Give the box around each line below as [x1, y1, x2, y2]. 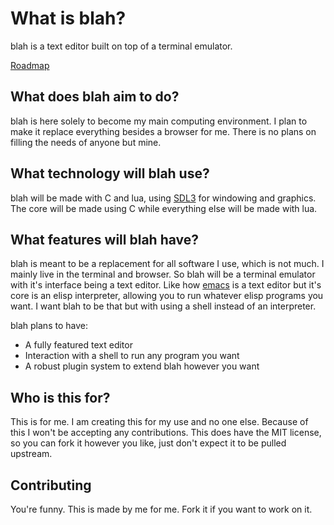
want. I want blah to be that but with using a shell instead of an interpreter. [10, 300, 317, 312]
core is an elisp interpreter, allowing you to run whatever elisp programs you [10, 290, 324, 302]
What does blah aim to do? [10, 88, 180, 106]
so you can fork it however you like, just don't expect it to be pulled [10, 437, 287, 449]
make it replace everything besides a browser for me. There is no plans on [10, 125, 317, 137]
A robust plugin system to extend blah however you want [24, 360, 260, 372]
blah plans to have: [10, 320, 88, 332]
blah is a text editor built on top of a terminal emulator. [10, 40, 233, 52]
